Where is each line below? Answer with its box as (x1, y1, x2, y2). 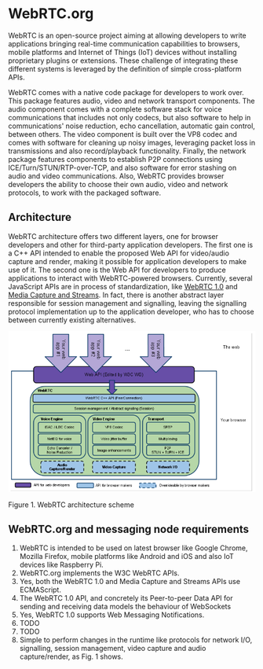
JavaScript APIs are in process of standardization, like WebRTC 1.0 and (8, 281, 238, 291)
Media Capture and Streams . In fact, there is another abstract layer (8, 290, 225, 300)
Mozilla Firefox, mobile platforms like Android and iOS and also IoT (19, 552, 234, 561)
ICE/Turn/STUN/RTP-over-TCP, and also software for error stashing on (8, 163, 237, 172)
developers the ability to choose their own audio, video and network (8, 179, 228, 189)
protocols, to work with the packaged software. (8, 188, 162, 197)
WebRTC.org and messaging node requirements (8, 522, 250, 535)
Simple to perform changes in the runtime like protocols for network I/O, (19, 635, 253, 645)
